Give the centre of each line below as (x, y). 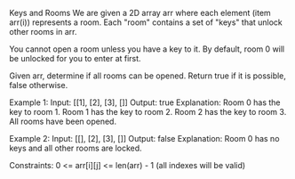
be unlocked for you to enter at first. (75, 58)
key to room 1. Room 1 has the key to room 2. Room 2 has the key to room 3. (148, 112)
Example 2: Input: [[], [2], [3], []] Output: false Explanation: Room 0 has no (144, 138)
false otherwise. (39, 85)
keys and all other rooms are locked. (76, 148)
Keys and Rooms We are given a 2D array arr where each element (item (140, 13)
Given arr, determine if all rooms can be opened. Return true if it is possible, (148, 76)
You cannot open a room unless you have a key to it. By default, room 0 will (147, 49)
